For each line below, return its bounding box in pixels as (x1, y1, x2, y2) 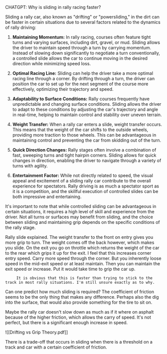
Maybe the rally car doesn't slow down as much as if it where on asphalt (5, 309, 154, 315)
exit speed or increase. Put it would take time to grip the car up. (5, 266, 136, 272)
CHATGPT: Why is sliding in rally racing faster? (5, 4, 101, 10)
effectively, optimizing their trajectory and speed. (12, 86, 114, 92)
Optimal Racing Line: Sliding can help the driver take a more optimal (12, 70, 154, 76)
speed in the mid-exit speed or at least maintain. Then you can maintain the (5, 261, 161, 266)
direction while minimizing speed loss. (12, 61, 91, 66)
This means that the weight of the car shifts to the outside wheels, (12, 127, 149, 133)
